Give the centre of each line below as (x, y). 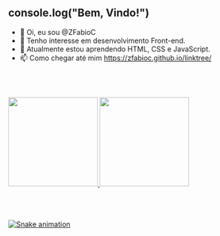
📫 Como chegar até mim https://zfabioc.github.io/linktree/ (116, 58)
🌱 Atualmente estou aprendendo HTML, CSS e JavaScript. (115, 49)
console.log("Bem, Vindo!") (79, 13)
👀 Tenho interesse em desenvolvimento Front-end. (102, 40)
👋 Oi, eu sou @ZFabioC (58, 32)
